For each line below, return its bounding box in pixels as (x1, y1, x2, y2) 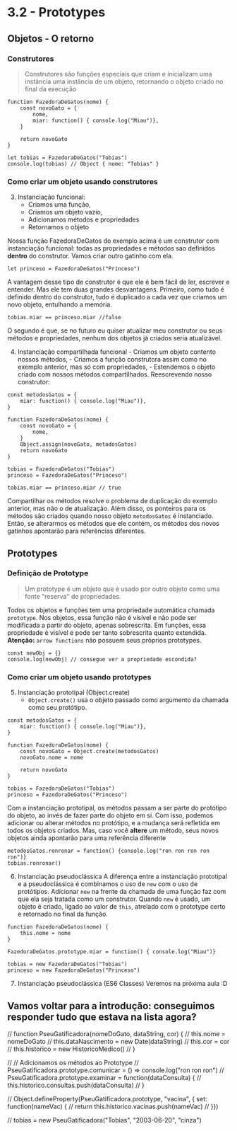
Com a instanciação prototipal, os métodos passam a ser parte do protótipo (7, 804, 227, 813)
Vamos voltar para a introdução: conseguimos (7, 999, 215, 1012)
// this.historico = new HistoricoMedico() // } (7, 1045, 136, 1053)
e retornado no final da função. (17, 910, 108, 919)
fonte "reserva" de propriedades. (24, 592, 121, 600)
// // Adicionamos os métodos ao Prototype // (7, 1058, 139, 1067)
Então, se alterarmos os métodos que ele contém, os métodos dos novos (7, 519, 220, 528)
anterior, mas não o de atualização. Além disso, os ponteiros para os (7, 504, 207, 513)
